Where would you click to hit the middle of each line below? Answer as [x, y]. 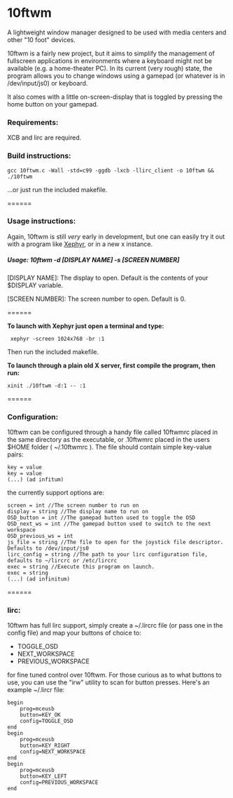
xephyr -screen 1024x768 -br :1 [57, 339]
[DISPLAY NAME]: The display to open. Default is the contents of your [108, 278]
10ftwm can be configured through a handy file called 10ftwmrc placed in [113, 432]
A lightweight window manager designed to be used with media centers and [117, 32]
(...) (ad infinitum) [39, 579]
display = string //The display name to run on [78, 512]
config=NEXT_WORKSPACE [53, 752]
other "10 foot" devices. [41, 39]
